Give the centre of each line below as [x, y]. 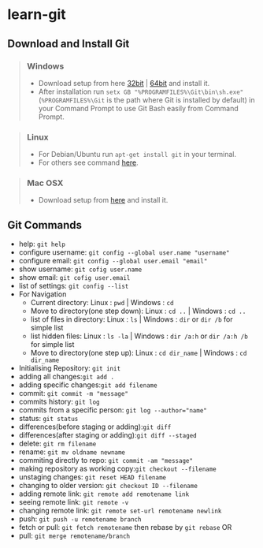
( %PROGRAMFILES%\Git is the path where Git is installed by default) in [146, 99]
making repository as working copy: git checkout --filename [118, 469]
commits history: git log [59, 402]
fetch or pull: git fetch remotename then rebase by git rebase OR [125, 527]
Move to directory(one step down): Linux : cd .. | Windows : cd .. [138, 311]
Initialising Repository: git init [70, 368]
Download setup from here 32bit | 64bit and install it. [124, 83]
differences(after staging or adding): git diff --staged [108, 435]
